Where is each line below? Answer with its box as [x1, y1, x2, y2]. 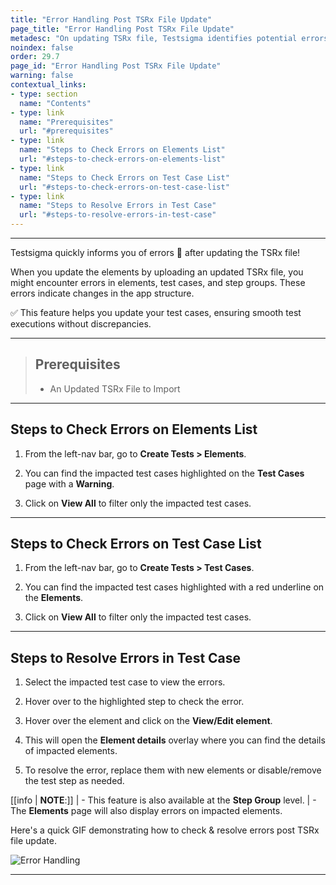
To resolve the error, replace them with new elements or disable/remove [24, 764, 322, 776]
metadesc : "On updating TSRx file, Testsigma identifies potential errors [10, 33, 329, 43]
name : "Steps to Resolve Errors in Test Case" [19, 201, 217, 211]
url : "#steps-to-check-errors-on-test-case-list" [19, 182, 230, 192]
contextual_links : [10, 80, 87, 90]
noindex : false [10, 42, 74, 53]
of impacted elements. [24, 745, 118, 757]
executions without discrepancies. [10, 318, 152, 330]
